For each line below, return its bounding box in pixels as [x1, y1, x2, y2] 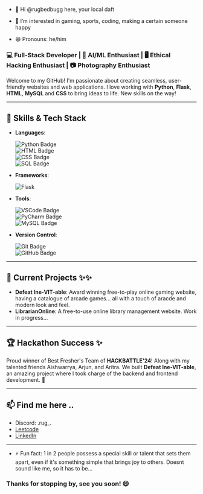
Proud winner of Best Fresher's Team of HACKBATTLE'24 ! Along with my [6, 356, 190, 364]
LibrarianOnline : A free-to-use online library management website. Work [14, 308, 197, 315]
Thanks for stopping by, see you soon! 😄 [6, 480, 129, 488]
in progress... [14, 314, 48, 321]
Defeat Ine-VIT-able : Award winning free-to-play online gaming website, [14, 288, 196, 296]
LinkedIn [14, 432, 37, 439]
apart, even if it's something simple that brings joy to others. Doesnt [14, 458, 184, 466]
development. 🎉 [6, 376, 46, 383]
